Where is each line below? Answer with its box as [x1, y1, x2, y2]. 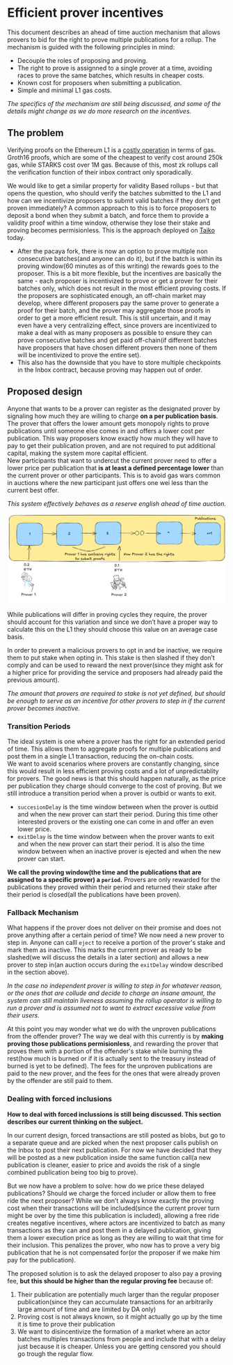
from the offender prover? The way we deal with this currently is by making [7, 1032, 224, 1040]
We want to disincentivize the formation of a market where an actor [17, 1327, 211, 1336]
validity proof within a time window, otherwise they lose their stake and [7, 218, 211, 227]
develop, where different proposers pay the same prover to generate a [17, 299, 219, 307]
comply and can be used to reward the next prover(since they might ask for [7, 661, 224, 669]
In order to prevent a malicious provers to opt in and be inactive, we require [7, 646, 223, 654]
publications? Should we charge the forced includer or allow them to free [7, 1188, 216, 1198]
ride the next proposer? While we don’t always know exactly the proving [7, 1196, 214, 1204]
